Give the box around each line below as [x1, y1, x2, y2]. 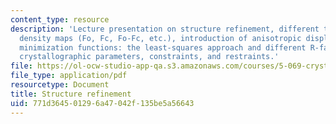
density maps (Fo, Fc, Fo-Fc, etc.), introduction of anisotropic [19, 33, 302, 43]
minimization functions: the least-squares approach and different [19, 42, 307, 53]
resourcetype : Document [10, 80, 110, 90]
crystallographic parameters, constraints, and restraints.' [19, 52, 280, 62]
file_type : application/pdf [10, 71, 128, 81]
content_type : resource [10, 14, 110, 25]
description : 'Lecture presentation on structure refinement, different [10, 24, 320, 34]
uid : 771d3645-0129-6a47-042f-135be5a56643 [10, 98, 195, 108]
